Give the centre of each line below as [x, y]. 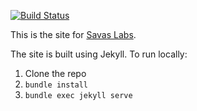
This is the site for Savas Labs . [73, 34]
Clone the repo [55, 73]
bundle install [56, 85]
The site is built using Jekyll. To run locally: [99, 54]
